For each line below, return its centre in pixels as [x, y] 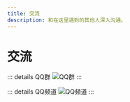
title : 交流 [23, 14]
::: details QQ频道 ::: [51, 92]
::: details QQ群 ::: [45, 77]
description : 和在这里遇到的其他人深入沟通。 [67, 20]
